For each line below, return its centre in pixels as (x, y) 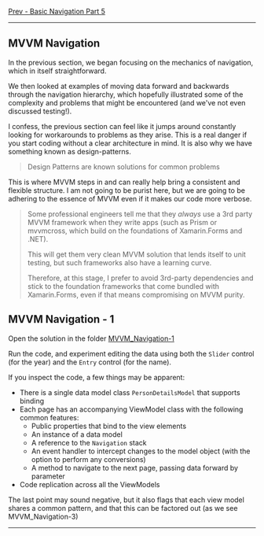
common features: (49, 417)
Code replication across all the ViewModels (90, 484)
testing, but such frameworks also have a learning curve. (119, 262)
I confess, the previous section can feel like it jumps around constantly (122, 126)
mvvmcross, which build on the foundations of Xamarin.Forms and (135, 231)
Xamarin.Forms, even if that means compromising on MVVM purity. (136, 294)
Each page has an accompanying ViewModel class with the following (131, 409)
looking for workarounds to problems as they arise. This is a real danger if (128, 135)
